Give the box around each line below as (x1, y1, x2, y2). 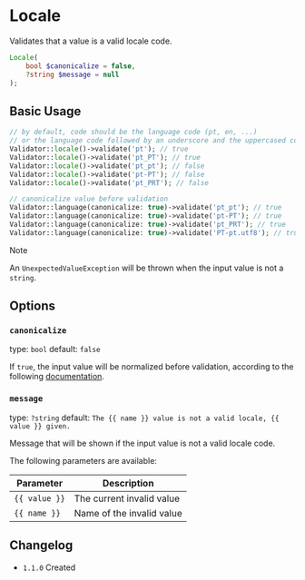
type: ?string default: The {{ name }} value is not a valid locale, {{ (9, 412, 280, 423)
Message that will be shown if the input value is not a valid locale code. (9, 437, 276, 448)
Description (102, 477, 154, 489)
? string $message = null (25, 70, 120, 79)
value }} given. (9, 421, 71, 431)
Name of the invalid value (74, 506, 183, 519)
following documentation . (9, 371, 104, 382)
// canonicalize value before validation (9, 194, 169, 204)
